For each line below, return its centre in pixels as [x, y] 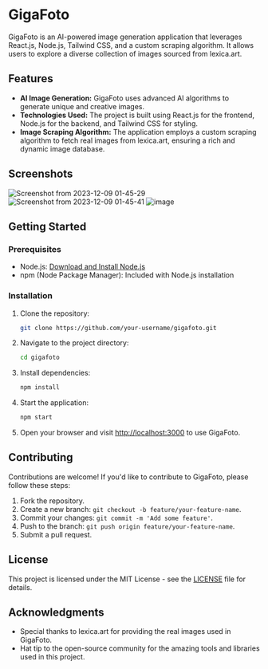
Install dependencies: [55, 373]
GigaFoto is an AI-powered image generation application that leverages [125, 37]
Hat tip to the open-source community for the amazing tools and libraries [140, 648]
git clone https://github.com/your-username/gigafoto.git [118, 328]
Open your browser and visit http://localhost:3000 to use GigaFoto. [130, 433]
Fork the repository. [52, 501]
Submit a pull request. [56, 534]
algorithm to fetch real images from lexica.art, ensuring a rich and [127, 140]
